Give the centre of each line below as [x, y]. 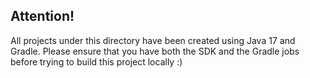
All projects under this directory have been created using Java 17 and [153, 40]
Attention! [42, 16]
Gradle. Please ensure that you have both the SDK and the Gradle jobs [155, 51]
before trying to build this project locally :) [96, 61]
